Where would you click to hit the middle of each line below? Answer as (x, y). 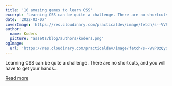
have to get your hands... (31, 68)
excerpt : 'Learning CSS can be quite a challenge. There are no (75, 15)
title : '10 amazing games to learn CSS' (49, 10)
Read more (17, 78)
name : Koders (24, 34)
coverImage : (18, 24)
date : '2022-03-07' (26, 19)
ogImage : (15, 44)
